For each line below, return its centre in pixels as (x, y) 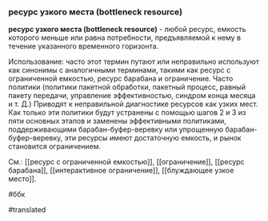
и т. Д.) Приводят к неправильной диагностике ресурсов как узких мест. (133, 104)
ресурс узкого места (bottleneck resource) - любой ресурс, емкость (127, 30)
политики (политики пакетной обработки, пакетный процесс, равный (127, 87)
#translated (27, 210)
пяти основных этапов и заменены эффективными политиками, (117, 121)
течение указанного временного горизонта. (84, 46)
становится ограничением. (55, 147)
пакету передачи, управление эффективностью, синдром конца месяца (132, 96)
